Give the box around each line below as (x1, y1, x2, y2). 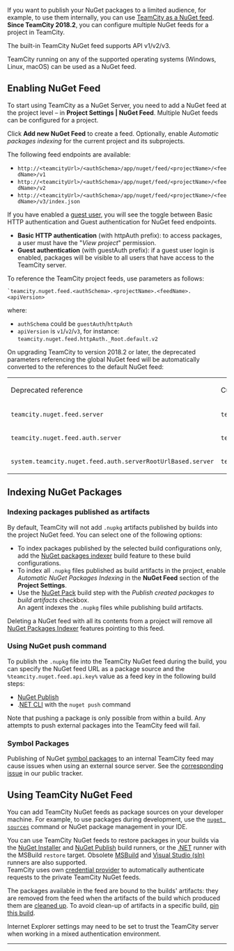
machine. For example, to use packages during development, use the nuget (7, 815, 223, 824)
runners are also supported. (7, 858, 87, 866)
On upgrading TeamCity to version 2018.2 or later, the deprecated (7, 347, 196, 356)
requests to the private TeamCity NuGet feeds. (7, 873, 141, 881)
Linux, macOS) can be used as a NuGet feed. (7, 63, 137, 70)
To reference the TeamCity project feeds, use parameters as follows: (7, 274, 204, 283)
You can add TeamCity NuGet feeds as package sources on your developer (7, 808, 224, 816)
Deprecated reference (10, 385, 84, 395)
